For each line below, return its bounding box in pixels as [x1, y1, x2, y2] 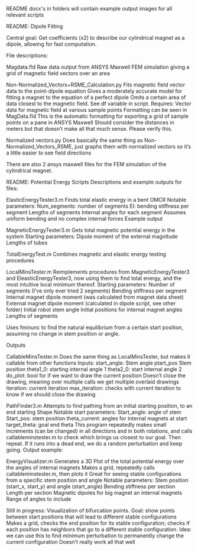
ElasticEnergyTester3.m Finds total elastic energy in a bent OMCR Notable [6, 196, 187, 203]
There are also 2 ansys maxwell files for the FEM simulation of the [6, 161, 167, 167]
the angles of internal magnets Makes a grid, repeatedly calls [6, 464, 155, 471]
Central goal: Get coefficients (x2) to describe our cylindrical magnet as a [6, 34, 185, 41]
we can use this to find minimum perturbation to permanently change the [6, 532, 184, 539]
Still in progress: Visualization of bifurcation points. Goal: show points [6, 507, 176, 514]
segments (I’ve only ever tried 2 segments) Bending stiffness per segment [6, 287, 187, 294]
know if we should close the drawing [6, 391, 96, 398]
